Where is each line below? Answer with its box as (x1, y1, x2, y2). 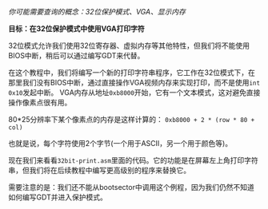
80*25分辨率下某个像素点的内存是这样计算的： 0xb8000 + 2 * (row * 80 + (8, 115, 255, 124)
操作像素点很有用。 (8, 98, 72, 107)
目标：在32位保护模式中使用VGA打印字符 (8, 24, 146, 34)
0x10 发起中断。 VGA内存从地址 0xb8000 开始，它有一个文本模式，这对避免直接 (8, 88, 261, 97)
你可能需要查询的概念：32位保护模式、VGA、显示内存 (8, 7, 186, 16)
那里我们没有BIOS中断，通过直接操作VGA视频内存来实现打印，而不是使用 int (8, 78, 261, 87)
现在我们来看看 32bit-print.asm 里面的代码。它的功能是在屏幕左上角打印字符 (8, 156, 258, 165)
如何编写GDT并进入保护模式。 (8, 192, 108, 202)
